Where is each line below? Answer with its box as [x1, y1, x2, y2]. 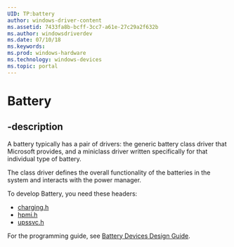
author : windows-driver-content [7, 17, 102, 24]
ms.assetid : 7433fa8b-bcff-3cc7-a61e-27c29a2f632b [7, 23, 159, 30]
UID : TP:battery [7, 10, 55, 18]
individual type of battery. [7, 154, 82, 163]
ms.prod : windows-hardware [7, 50, 86, 57]
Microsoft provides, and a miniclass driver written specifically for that [7, 147, 208, 156]
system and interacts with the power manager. [7, 175, 142, 184]
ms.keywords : [7, 43, 46, 50]
